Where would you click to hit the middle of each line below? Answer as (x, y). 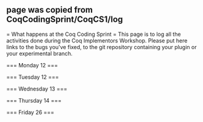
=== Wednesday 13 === (37, 89)
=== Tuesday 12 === (33, 77)
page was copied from (50, 10)
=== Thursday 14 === (34, 100)
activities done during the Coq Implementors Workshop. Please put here (97, 40)
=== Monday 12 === (32, 65)
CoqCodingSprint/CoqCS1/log (65, 20)
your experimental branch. (40, 53)
